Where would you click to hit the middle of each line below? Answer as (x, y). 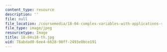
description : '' (22, 14)
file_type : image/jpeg (29, 28)
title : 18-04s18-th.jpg (30, 38)
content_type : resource (30, 10)
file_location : (21, 24)
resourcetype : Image (27, 33)
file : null (16, 19)
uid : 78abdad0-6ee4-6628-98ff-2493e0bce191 (51, 42)
